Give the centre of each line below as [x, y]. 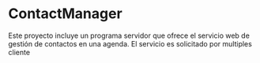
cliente [19, 52]
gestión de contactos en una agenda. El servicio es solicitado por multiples [130, 43]
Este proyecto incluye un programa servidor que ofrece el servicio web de [129, 35]
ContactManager [65, 14]
